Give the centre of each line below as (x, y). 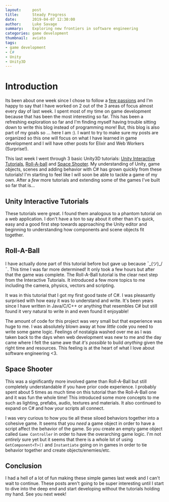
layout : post (23, 10)
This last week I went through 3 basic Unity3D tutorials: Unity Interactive (80, 159)
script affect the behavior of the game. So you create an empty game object (84, 429)
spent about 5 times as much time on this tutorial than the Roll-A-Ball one (81, 392)
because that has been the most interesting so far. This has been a (74, 117)
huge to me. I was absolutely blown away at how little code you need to (79, 326)
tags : (11, 43)
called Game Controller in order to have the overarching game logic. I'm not (83, 434)
